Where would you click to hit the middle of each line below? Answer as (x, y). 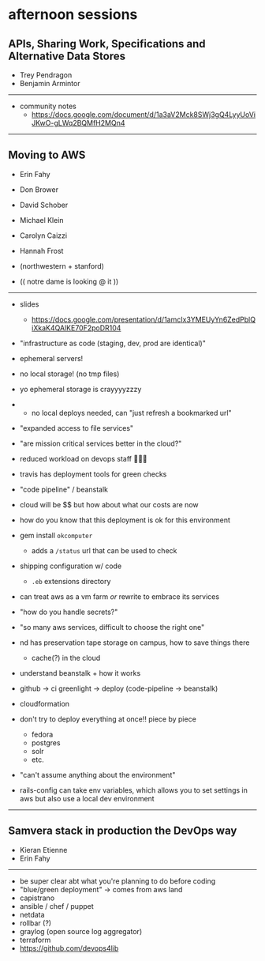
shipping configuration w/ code (71, 566)
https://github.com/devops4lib (69, 948)
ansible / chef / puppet (57, 906)
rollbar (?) (35, 923)
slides (29, 304)
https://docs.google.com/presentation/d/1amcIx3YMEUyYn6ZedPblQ (144, 319)
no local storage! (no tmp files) (69, 374)
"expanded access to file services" (77, 428)
